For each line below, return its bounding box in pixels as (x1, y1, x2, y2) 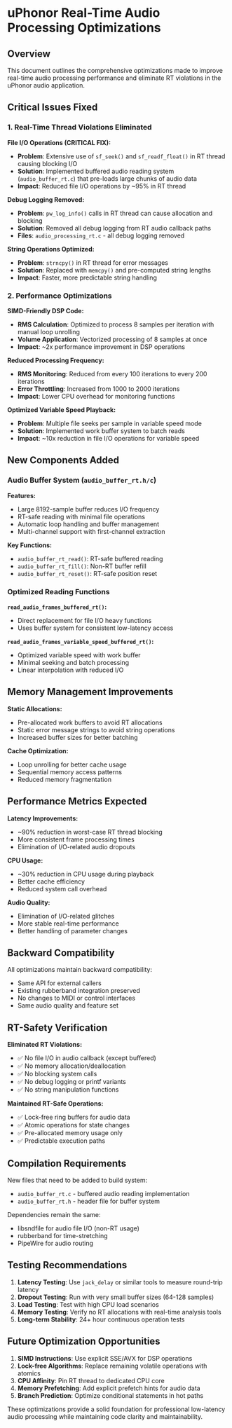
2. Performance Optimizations (7, 291, 112, 301)
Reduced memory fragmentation (17, 775, 112, 783)
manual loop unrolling (17, 327, 81, 336)
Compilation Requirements (7, 1158, 127, 1169)
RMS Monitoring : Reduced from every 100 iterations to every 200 (17, 369, 207, 378)
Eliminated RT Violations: (7, 1041, 83, 1049)
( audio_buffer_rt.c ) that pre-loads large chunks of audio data (17, 174, 198, 183)
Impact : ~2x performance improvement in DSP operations (17, 342, 186, 351)
